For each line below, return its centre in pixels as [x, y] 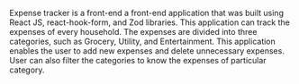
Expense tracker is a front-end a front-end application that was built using [146, 13]
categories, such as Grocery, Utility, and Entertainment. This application [143, 41]
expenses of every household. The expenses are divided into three [133, 32]
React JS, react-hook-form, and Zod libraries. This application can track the [149, 22]
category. [27, 70]
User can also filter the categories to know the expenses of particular [138, 60]
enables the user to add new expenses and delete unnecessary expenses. [147, 51]
